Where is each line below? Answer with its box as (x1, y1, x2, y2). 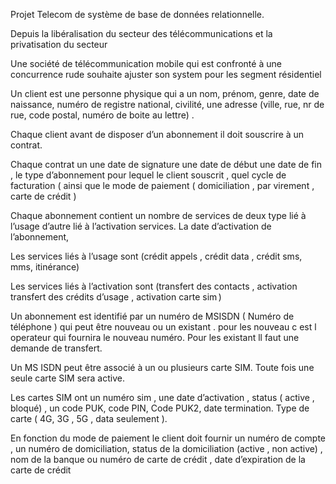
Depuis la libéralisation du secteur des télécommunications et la (10, 28, 273, 39)
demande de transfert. (10, 342, 103, 354)
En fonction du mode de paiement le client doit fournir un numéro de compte (10, 432, 326, 444)
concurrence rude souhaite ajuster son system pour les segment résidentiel (10, 69, 322, 80)
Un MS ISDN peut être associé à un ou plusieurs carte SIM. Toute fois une (10, 362, 315, 373)
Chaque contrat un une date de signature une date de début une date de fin (10, 159, 323, 170)
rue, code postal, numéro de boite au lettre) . (10, 109, 195, 121)
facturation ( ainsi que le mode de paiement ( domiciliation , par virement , (10, 180, 315, 191)
